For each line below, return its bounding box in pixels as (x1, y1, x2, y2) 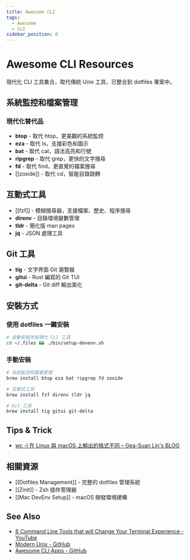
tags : (6, 15, 20, 21)
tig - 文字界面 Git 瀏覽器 (15, 266, 75, 273)
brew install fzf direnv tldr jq (6, 392, 91, 398)
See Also (6, 512, 41, 522)
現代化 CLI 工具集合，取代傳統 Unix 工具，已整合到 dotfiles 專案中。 (6, 78, 175, 85)
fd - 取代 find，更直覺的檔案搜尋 (15, 162, 96, 170)
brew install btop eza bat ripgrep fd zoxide (6, 375, 123, 381)
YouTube (15, 534, 38, 541)
